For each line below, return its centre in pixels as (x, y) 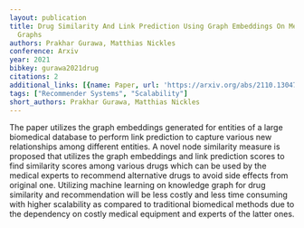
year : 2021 (30, 60)
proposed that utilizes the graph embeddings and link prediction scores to (147, 157)
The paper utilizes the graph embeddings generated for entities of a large (146, 128)
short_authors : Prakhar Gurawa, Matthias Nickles (105, 102)
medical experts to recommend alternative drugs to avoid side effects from (149, 176)
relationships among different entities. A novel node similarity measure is (145, 147)
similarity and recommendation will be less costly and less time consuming (148, 195)
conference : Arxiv (44, 52)
